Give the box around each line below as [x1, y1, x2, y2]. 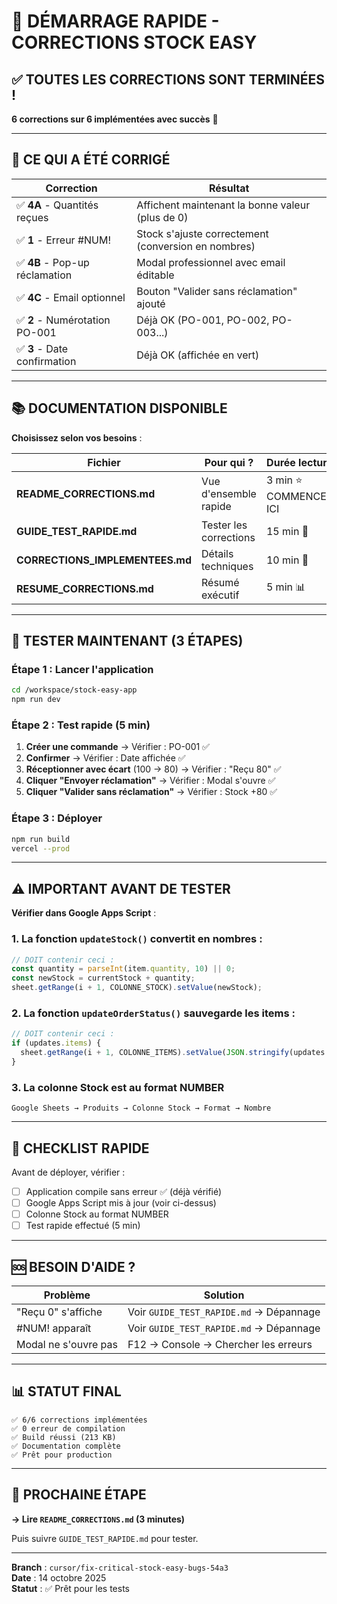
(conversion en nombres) [136, 239, 256, 253]
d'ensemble [201, 487, 257, 501]
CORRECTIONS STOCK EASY [11, 31, 258, 54]
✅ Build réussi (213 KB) [11, 1432, 117, 1442]
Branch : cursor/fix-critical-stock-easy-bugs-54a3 [11, 1561, 229, 1573]
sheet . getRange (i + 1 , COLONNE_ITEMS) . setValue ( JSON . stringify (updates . [20, 1048, 330, 1058]
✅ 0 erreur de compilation [11, 1423, 126, 1434]
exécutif [201, 588, 240, 602]
